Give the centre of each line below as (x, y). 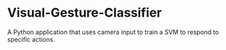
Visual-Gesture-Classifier (84, 13)
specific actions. (31, 39)
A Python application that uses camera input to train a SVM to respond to (113, 32)
